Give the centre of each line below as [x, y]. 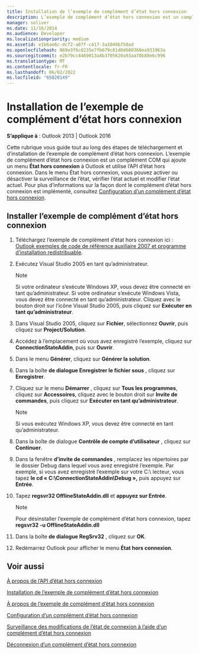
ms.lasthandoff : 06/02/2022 [41, 72]
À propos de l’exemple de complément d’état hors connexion [81, 604]
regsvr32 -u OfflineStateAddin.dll [57, 525]
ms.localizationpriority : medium [48, 39]
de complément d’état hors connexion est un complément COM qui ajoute [97, 160]
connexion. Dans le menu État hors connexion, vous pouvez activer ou [92, 173]
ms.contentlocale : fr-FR [37, 67]
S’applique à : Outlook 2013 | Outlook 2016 [59, 136]
